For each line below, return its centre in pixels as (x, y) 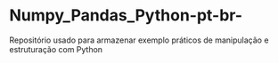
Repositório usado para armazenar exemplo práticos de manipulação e (139, 40)
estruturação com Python (56, 49)
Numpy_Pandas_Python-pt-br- (126, 16)
